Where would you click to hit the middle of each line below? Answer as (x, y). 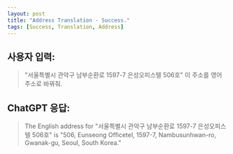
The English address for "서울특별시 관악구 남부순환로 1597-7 (110, 126)
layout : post (26, 14)
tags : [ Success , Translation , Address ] (66, 27)
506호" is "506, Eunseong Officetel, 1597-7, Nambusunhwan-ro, (124, 135)
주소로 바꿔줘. (44, 84)
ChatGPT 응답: (39, 108)
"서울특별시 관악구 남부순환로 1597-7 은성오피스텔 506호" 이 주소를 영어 (123, 75)
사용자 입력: (31, 57)
